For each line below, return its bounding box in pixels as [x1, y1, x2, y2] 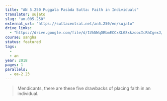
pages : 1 [5, 62, 23, 67]
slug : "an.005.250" [5, 16, 46, 21]
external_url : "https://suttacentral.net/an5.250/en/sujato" [5, 21, 135, 26]
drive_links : [5, 26, 32, 31]
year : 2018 [5, 58, 28, 63]
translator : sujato [5, 12, 46, 17]
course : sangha [5, 35, 37, 40]
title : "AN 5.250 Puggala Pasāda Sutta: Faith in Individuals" [5, 7, 139, 12]
